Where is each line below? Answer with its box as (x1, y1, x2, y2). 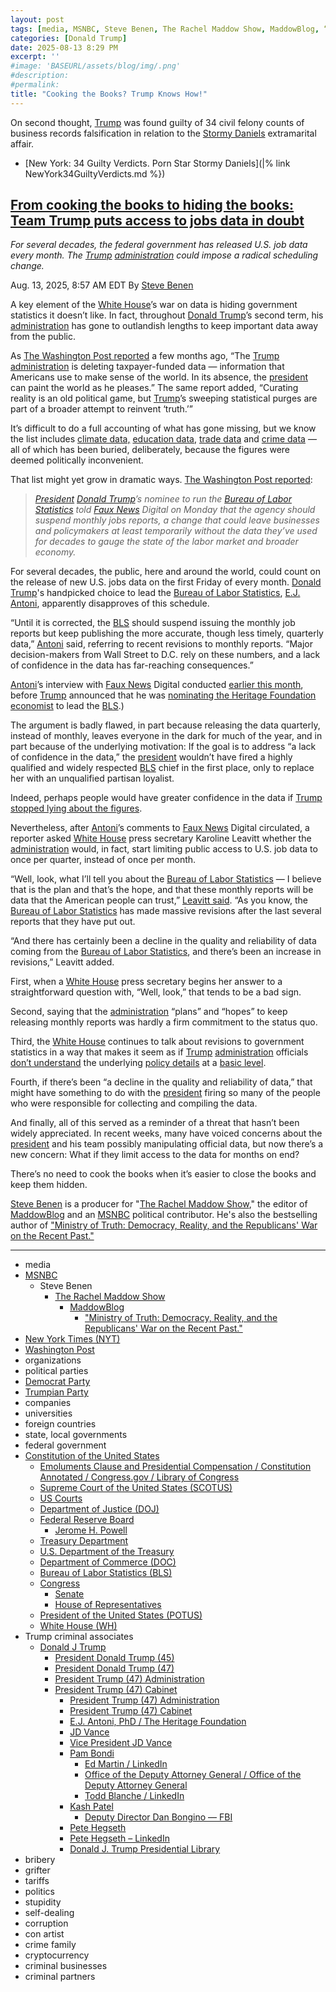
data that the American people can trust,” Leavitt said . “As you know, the (10, 894, 308, 906)
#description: (10, 71, 70, 81)
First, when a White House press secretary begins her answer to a (10, 976, 283, 988)
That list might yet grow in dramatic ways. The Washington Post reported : (10, 474, 313, 486)
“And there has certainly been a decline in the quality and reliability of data (10, 935, 317, 947)
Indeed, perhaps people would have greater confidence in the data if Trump (10, 792, 323, 804)
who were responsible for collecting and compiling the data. (10, 1097, 258, 1110)
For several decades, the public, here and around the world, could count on (10, 566, 322, 578)
